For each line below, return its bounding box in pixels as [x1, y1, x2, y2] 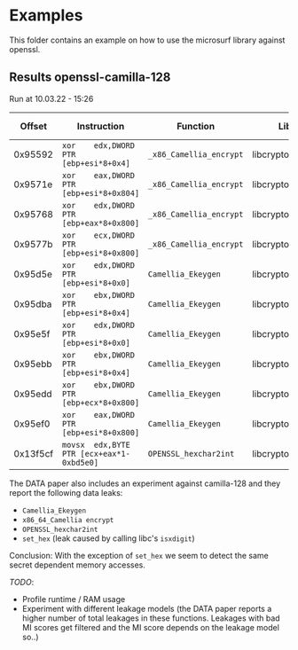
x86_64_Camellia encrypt [21, 515, 114, 524]
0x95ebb [13, 357, 52, 370]
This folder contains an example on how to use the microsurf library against [9, 35, 286, 45]
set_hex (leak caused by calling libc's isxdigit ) [21, 533, 195, 544]
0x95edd [13, 388, 52, 400]
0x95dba [13, 298, 52, 310]
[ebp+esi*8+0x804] [61, 188, 140, 198]
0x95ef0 [13, 418, 51, 430]
